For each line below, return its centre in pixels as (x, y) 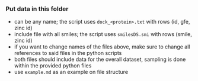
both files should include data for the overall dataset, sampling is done (100, 59)
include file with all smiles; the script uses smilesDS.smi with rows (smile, (103, 34)
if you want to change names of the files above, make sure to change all (102, 47)
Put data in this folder (37, 9)
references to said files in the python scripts (68, 53)
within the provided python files (53, 66)
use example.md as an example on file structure (71, 72)
